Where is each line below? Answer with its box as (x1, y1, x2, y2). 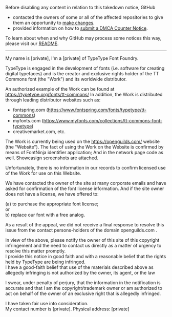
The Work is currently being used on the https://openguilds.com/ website (5, 138, 160, 144)
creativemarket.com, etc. (12, 129, 66, 135)
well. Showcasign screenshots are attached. (5, 155, 99, 161)
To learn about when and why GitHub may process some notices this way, (5, 35, 162, 41)
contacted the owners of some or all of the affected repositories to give (12, 14, 164, 20)
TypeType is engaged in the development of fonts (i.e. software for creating (5, 65, 165, 71)
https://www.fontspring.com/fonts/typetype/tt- (48, 107, 147, 113)
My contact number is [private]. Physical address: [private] (5, 306, 130, 312)
